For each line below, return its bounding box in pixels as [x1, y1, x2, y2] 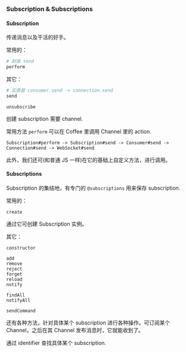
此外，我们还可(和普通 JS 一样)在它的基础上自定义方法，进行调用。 [6, 156, 171, 163]
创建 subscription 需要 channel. [6, 115, 83, 122]
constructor [6, 245, 36, 251]
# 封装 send [6, 59, 34, 65]
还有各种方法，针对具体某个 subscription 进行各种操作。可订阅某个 [6, 319, 170, 326]
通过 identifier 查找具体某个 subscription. [6, 339, 106, 346]
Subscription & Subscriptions [6, 5, 94, 13]
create [6, 209, 23, 215]
